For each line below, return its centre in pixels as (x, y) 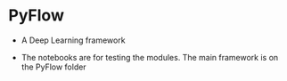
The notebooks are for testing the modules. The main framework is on (150, 57)
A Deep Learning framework (73, 40)
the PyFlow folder (53, 67)
